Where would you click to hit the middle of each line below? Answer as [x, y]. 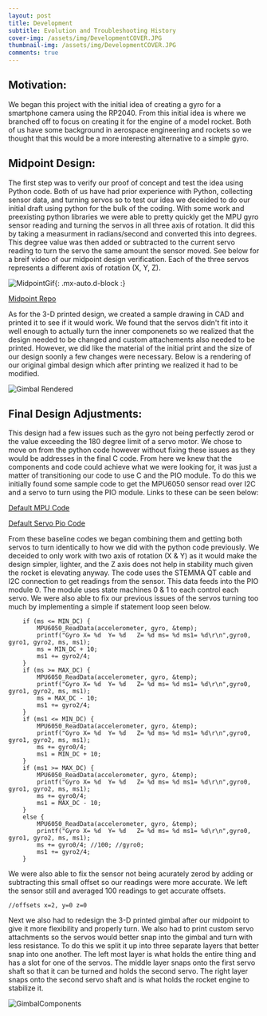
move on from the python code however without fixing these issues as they [132, 450]
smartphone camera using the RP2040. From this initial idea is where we [127, 113]
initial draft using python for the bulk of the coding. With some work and [126, 208]
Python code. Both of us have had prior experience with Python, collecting [131, 191]
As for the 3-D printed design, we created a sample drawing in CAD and [126, 314]
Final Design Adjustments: [75, 414]
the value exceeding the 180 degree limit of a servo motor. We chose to [125, 442]
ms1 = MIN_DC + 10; [69, 754]
